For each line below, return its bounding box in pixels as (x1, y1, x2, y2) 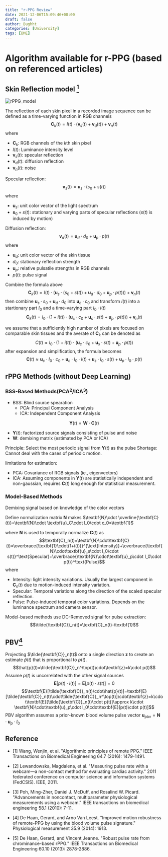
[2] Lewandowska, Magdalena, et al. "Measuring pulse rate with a (12, 763, 148, 769)
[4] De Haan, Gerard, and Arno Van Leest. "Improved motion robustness (12, 814, 161, 821)
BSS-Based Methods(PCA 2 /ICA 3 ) (5, 387, 88, 395)
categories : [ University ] (5, 26, 59, 31)
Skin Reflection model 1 (5, 83, 79, 93)
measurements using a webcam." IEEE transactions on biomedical (12, 799, 149, 806)
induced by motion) (12, 216, 53, 222)
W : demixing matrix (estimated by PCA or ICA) (12, 435, 108, 441)
